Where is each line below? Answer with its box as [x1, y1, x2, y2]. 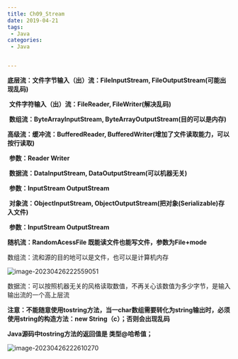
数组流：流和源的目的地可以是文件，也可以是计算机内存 [7, 253, 169, 261]
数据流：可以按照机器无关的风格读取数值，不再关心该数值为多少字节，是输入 [7, 282, 231, 290]
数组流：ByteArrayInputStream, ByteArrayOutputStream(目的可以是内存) [8, 115, 227, 123]
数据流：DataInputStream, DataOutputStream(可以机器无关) [8, 169, 188, 177]
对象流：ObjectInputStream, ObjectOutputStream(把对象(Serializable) [8, 199, 219, 207]
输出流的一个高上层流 [7, 291, 69, 299]
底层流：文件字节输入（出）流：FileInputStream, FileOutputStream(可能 [7, 76, 220, 84]
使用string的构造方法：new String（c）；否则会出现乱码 [7, 314, 170, 323]
